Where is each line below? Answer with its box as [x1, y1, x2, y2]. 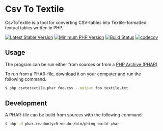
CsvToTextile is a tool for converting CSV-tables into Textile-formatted [5, 20, 147, 25]
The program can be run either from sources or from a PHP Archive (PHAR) [5, 61, 158, 67]
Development [5, 99, 48, 108]
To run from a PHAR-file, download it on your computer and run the [5, 71, 141, 77]
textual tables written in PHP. [5, 24, 64, 30]
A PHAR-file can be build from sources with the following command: [5, 112, 143, 118]
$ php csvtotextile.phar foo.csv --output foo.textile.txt [5, 86, 129, 90]
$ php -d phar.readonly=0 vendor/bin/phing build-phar [5, 121, 120, 127]
